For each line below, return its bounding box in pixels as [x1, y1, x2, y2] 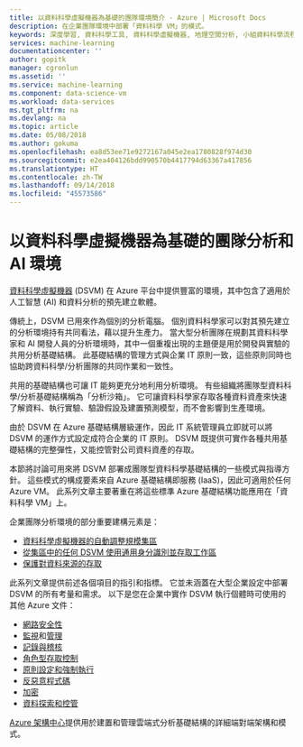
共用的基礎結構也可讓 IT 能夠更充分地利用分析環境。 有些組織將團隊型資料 [9, 380, 284, 391]
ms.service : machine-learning [9, 80, 124, 89]
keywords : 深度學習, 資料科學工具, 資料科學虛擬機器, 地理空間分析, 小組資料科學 [9, 30, 284, 39]
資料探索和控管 [22, 697, 78, 708]
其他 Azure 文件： [9, 599, 76, 610]
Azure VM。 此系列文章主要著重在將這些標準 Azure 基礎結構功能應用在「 [9, 485, 280, 496]
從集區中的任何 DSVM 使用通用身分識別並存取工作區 [22, 547, 217, 558]
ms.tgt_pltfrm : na [9, 106, 78, 115]
